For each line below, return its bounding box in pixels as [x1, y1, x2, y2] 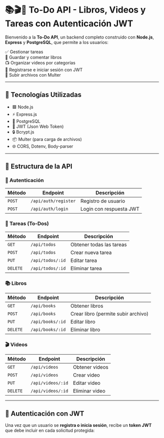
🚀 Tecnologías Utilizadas [5, 91, 82, 99]
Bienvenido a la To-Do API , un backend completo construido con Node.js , [5, 34, 154, 40]
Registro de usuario [80, 198, 125, 204]
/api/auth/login [30, 206, 68, 212]
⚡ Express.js [12, 111, 38, 117]
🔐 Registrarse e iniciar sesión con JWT [5, 67, 83, 73]
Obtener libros [70, 302, 103, 309]
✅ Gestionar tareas [5, 49, 43, 55]
